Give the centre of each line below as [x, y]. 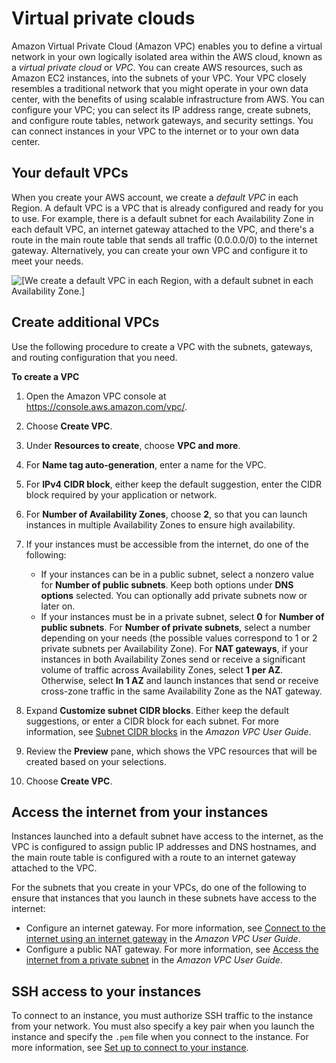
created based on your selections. [96, 761]
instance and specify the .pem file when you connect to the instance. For [160, 1037]
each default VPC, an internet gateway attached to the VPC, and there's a [163, 229]
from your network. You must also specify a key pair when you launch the [163, 1026]
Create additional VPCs [85, 322]
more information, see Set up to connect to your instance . [130, 1048]
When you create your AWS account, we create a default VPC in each [155, 197]
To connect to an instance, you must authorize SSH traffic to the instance [162, 1016]
